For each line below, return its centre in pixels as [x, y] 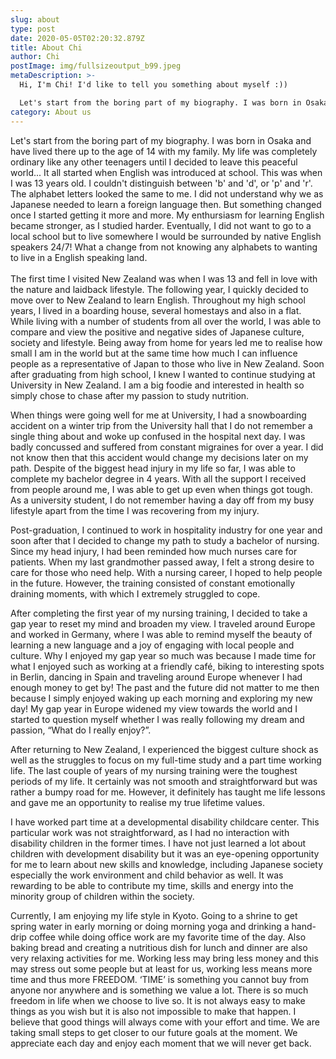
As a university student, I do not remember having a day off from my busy [162, 500]
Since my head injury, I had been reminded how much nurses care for [154, 551]
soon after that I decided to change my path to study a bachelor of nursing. [165, 540]
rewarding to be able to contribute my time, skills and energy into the [152, 885]
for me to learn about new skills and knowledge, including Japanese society [167, 864]
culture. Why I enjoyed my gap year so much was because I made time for [163, 655]
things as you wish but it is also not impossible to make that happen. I [153, 1011]
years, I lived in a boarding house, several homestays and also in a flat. [156, 310]
